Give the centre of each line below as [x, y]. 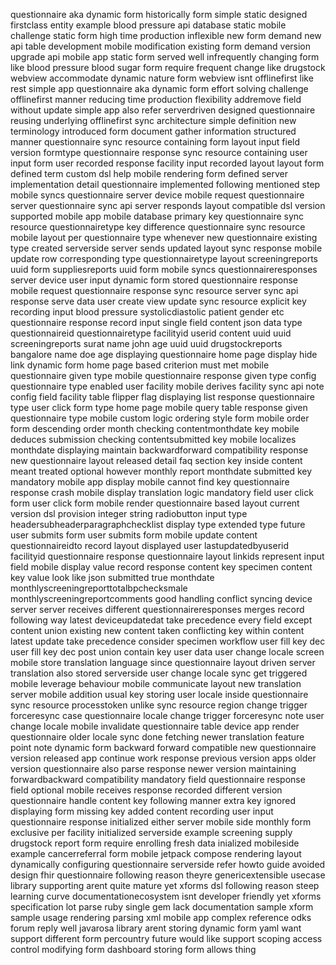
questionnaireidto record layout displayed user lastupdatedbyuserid [150, 545]
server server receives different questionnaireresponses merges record [157, 609]
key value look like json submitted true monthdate [112, 577]
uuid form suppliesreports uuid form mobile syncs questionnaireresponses [164, 269]
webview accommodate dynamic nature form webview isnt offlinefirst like [162, 78]
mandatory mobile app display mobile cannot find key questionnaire [150, 482]
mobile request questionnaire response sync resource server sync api [154, 290]
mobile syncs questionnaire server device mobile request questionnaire [157, 195]
